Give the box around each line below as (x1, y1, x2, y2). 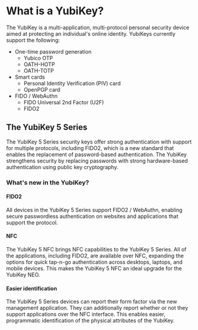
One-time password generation (14, 48, 92, 55)
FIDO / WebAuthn (14, 92, 58, 99)
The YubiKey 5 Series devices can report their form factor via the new (6, 298, 177, 305)
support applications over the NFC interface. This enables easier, (6, 311, 166, 318)
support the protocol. (6, 219, 58, 226)
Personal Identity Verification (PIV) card (23, 79, 121, 87)
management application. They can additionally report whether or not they (6, 304, 188, 312)
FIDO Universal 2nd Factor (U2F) (23, 98, 104, 105)
